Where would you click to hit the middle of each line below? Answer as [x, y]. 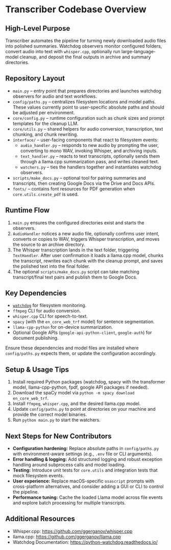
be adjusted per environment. [44, 112]
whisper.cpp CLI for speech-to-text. [50, 316]
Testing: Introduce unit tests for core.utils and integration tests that [85, 470]
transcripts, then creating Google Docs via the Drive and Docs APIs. [84, 183]
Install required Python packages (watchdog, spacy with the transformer [89, 382]
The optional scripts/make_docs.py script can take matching [76, 271]
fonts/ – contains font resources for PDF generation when [74, 188]
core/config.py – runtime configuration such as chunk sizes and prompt [89, 118]
